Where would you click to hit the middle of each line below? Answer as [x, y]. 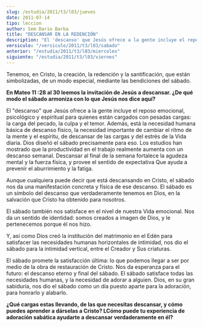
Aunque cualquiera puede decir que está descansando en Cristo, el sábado [100, 180]
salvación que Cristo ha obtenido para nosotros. [66, 199]
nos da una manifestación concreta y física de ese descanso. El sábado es [99, 187]
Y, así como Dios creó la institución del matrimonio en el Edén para [89, 236]
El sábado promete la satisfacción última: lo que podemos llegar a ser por [98, 260]
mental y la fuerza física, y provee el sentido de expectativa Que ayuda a [97, 162]
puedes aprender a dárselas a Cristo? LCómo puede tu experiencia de [96, 311]
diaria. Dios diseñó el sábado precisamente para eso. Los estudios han [94, 142]
